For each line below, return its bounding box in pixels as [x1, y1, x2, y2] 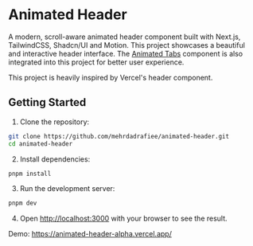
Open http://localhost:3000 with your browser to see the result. [19, 213, 228, 224]
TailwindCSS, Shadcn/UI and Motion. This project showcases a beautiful [8, 40, 245, 49]
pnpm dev [8, 199, 37, 208]
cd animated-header [8, 139, 73, 148]
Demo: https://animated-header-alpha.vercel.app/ [8, 229, 173, 239]
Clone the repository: [19, 117, 90, 127]
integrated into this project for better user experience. [8, 57, 185, 67]
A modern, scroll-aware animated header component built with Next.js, [8, 32, 241, 41]
